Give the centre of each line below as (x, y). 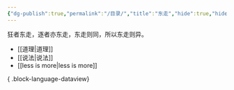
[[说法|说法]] (35, 57)
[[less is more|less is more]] (57, 65)
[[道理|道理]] (35, 48)
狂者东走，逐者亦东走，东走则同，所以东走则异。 (77, 34)
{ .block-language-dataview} (48, 79)
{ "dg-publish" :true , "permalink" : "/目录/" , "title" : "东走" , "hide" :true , (110, 13)
